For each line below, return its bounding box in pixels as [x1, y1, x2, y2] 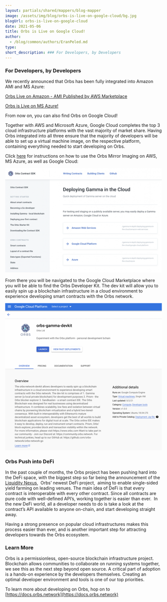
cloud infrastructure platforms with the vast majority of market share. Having [5, 127, 162, 133]
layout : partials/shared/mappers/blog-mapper [5, 8, 101, 13]
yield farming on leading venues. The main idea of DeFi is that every [5, 485, 145, 491]
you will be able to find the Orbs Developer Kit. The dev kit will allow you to [5, 283, 159, 289]
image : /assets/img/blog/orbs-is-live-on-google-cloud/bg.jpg [5, 13, 137, 18]
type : [5, 45, 16, 50]
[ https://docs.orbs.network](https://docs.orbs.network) [5, 592, 118, 598]
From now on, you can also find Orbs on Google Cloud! [5, 112, 118, 118]
